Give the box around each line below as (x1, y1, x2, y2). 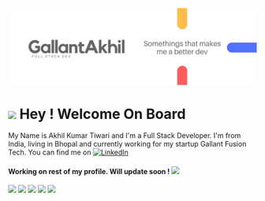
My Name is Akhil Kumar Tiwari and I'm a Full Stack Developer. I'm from (8, 131, 241, 140)
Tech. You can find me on (8, 147, 91, 157)
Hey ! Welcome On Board (19, 105, 186, 123)
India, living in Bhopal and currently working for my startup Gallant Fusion (8, 140, 247, 149)
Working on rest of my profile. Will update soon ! (8, 167, 170, 177)
